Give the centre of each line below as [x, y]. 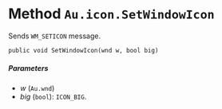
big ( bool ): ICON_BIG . [53, 96]
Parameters [28, 68]
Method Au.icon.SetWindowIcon [111, 14]
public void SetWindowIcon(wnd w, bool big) [83, 50]
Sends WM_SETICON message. [55, 36]
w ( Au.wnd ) [37, 88]
